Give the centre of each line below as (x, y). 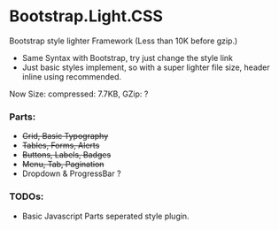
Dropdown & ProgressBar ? (71, 173)
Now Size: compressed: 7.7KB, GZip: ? (79, 94)
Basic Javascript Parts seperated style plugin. (105, 216)
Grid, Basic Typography (65, 136)
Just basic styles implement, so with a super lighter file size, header (146, 67)
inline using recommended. (72, 76)
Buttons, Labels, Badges (66, 155)
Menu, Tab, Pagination (63, 165)
